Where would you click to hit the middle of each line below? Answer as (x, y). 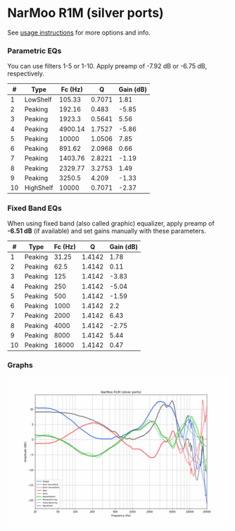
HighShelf (39, 188)
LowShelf (38, 99)
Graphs (20, 365)
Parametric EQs (34, 51)
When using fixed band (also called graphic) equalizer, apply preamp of (111, 224)
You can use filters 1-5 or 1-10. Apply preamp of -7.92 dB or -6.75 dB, (107, 66)
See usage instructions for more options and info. (79, 32)
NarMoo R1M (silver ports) (85, 13)
